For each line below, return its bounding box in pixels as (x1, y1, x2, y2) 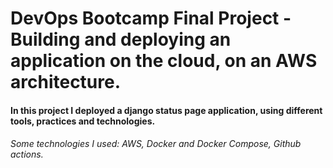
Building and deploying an (10, 28, 232, 51)
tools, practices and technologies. (10, 115, 156, 127)
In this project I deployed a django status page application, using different (10, 104, 323, 116)
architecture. (10, 71, 122, 94)
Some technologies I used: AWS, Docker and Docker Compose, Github (10, 138, 302, 150)
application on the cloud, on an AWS (10, 50, 318, 72)
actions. (10, 148, 44, 161)
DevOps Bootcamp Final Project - (10, 7, 292, 30)
